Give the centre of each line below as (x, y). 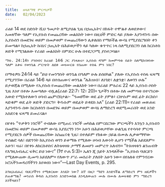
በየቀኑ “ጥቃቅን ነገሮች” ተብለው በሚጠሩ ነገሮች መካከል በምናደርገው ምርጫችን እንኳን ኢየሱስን (82, 123)
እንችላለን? (13, 180)
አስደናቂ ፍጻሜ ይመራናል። (26, 113)
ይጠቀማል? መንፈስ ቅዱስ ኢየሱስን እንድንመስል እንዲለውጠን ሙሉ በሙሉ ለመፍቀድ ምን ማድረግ (78, 176)
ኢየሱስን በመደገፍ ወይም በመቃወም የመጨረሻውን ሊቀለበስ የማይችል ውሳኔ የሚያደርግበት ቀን (81, 40)
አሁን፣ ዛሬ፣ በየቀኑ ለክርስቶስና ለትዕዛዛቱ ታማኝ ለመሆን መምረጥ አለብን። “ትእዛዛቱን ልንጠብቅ (82, 145)
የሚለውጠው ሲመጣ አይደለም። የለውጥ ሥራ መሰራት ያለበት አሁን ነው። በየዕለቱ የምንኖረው (80, 157)
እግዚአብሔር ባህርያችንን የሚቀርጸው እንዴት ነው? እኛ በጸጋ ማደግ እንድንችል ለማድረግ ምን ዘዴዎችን (81, 172)
